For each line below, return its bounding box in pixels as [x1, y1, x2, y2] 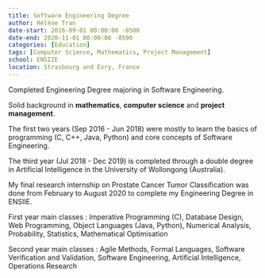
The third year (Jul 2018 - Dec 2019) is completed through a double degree [8, 156, 254, 166]
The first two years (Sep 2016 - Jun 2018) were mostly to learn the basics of [8, 124, 258, 133]
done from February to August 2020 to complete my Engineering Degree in [8, 188, 254, 198]
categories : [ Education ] [8, 41, 90, 49]
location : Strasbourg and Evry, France [8, 63, 140, 71]
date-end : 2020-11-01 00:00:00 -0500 [8, 33, 133, 42]
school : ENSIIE [8, 56, 59, 64]
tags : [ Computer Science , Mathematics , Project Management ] [8, 48, 212, 56]
